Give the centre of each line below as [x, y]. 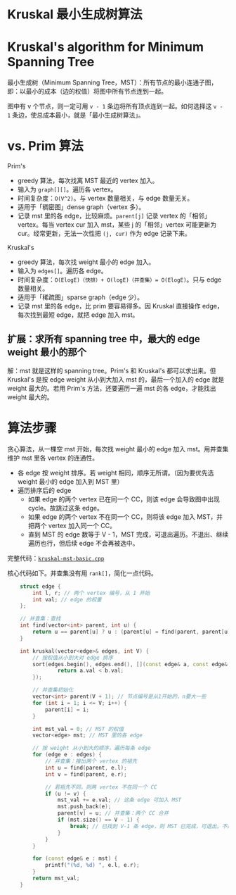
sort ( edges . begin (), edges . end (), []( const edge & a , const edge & [130, 664]
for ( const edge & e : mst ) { [75, 859]
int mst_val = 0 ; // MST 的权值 [78, 729]
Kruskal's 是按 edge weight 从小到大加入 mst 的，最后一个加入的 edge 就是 [116, 379]
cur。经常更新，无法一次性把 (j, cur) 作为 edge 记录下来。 [104, 234]
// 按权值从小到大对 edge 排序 [73, 658]
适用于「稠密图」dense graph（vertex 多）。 [81, 207]
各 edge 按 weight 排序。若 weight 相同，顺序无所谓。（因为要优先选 [116, 472]
